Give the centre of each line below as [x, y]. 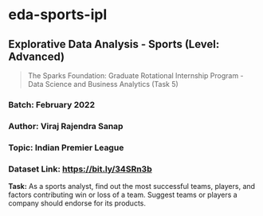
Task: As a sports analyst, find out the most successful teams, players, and [132, 187]
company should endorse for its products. [77, 203]
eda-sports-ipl [58, 15]
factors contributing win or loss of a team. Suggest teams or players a [123, 195]
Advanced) [37, 56]
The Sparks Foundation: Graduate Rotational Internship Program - [136, 76]
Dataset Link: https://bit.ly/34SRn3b [80, 169]
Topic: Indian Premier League [66, 147]
